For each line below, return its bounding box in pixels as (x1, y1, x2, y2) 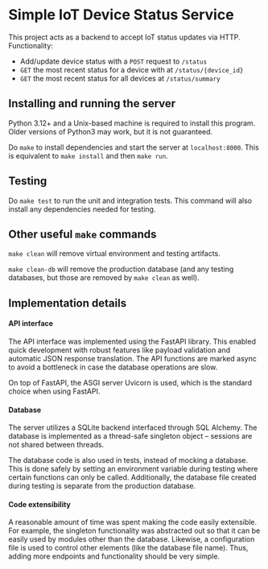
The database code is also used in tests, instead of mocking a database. (8, 456, 249, 465)
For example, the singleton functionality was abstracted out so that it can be (8, 526, 261, 536)
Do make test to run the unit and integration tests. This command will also (8, 196, 252, 205)
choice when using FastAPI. (8, 386, 101, 396)
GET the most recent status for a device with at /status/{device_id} (19, 64, 244, 74)
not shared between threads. (8, 440, 105, 450)
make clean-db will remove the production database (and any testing (8, 264, 234, 274)
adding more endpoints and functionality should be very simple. (8, 551, 220, 561)
